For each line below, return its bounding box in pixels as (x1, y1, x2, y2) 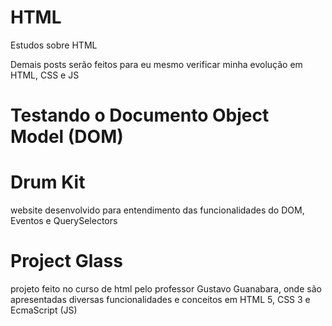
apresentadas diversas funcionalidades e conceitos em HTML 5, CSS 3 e (10, 294, 311, 305)
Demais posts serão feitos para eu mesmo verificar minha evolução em (10, 58, 303, 70)
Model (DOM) (10, 126, 124, 148)
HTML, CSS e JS (10, 69, 80, 81)
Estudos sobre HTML (10, 39, 98, 51)
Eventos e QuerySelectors (10, 215, 118, 227)
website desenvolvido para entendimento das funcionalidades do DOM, (10, 204, 305, 216)
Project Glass (10, 250, 123, 273)
